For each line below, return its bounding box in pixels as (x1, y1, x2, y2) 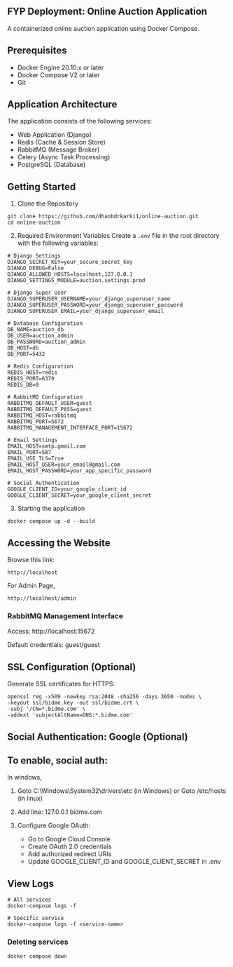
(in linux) (17, 794, 43, 803)
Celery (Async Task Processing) (17, 153, 111, 161)
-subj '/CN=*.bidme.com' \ (7, 705, 86, 713)
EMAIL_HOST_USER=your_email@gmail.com (7, 461, 120, 469)
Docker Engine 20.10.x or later (17, 63, 104, 72)
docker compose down (7, 953, 68, 960)
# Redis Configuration (7, 363, 73, 371)
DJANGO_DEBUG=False (7, 265, 64, 272)
